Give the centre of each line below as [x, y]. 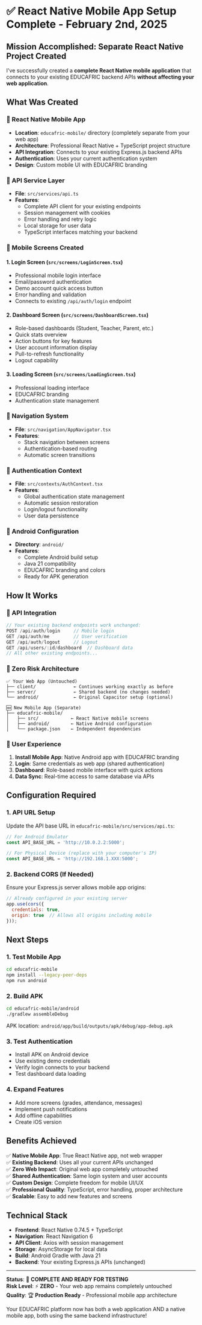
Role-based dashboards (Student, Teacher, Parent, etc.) [84, 328]
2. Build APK [25, 996]
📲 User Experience [34, 744]
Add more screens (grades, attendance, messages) [78, 1102]
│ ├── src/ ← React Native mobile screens [78, 718]
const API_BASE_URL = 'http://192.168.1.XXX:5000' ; [72, 859]
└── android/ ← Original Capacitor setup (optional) [90, 697]
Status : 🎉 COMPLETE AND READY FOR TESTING [67, 1279]
